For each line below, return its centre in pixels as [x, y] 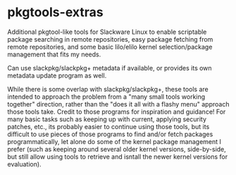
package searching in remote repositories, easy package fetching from [110, 39]
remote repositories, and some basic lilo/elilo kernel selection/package [110, 47]
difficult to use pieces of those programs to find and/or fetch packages [110, 134]
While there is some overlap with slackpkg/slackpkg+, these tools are [108, 89]
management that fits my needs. [54, 54]
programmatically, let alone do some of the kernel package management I [114, 141]
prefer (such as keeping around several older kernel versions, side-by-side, [117, 149]
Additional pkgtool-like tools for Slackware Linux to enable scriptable [107, 32]
